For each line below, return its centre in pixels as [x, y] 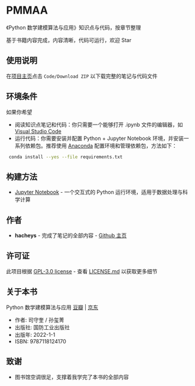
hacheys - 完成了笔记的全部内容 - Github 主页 [71, 235]
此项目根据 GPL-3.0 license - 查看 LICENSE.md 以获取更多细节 [82, 271]
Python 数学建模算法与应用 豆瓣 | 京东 [52, 307]
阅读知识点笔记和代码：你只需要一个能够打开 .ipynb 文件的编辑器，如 [99, 125]
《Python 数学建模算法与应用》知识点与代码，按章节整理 [74, 27]
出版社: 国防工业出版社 [42, 327]
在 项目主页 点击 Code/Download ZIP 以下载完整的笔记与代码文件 [82, 76]
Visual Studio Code [38, 131]
